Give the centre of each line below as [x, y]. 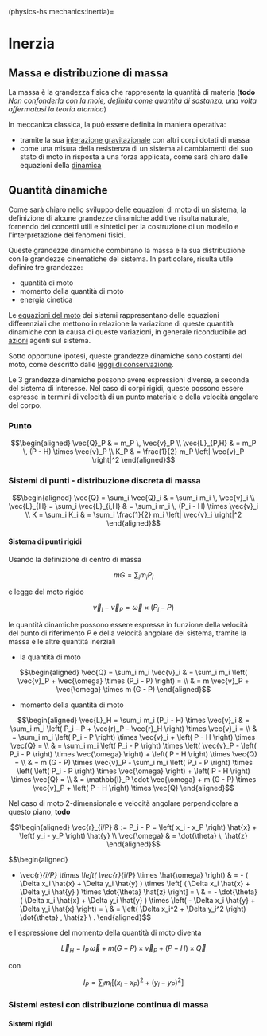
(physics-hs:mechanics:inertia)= [62, 12]
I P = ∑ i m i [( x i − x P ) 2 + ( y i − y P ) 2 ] [133, 983]
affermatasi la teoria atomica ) [58, 109]
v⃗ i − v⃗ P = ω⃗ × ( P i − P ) [133, 608]
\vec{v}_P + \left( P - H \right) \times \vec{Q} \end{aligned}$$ [133, 788]
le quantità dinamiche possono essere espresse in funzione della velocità [128, 625]
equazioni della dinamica [60, 165]
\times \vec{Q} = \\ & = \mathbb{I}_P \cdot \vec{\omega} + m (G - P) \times [133, 780]
